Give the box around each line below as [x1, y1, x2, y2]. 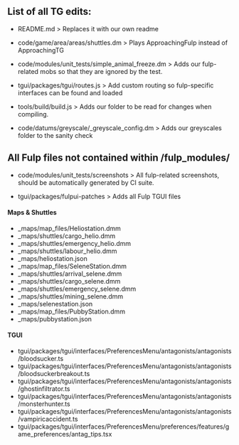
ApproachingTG [17, 45, 64, 54]
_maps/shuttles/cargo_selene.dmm [17, 277, 121, 285]
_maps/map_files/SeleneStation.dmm [17, 262, 127, 270]
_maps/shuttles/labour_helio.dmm [17, 247, 117, 255]
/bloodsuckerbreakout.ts [17, 370, 90, 378]
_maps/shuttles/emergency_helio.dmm [17, 239, 132, 247]
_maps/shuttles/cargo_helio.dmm [17, 231, 116, 240]
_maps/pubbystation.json [17, 314, 92, 323]
